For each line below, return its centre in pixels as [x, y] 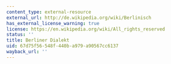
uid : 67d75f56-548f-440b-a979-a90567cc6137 [63, 46]
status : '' [20, 35]
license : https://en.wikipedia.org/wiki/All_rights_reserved [86, 29]
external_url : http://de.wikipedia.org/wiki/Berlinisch [79, 18]
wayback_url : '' [27, 52]
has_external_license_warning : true [53, 23]
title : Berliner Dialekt [38, 40]
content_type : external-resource [49, 12]
